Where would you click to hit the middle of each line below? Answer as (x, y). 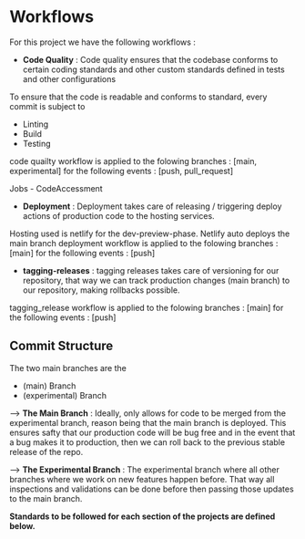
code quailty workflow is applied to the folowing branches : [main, (133, 161)
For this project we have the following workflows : (102, 42)
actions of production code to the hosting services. (119, 215)
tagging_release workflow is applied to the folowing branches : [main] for (147, 307)
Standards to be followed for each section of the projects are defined (142, 516)
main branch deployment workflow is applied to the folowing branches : (144, 243)
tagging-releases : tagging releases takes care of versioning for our (151, 270)
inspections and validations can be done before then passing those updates (152, 489)
